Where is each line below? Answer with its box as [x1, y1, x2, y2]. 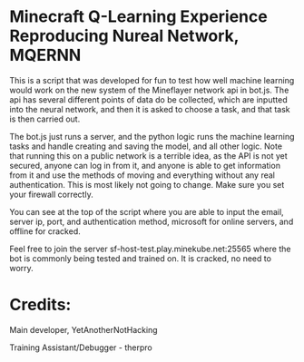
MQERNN [9, 45, 82, 65]
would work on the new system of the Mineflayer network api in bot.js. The [9, 84, 289, 95]
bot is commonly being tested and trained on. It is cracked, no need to [9, 252, 272, 264]
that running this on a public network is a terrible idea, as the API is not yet [9, 150, 288, 161]
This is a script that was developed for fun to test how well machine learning [9, 74, 295, 85]
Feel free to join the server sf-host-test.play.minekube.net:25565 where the [9, 243, 291, 254]
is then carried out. [9, 113, 81, 124]
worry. [9, 262, 34, 273]
